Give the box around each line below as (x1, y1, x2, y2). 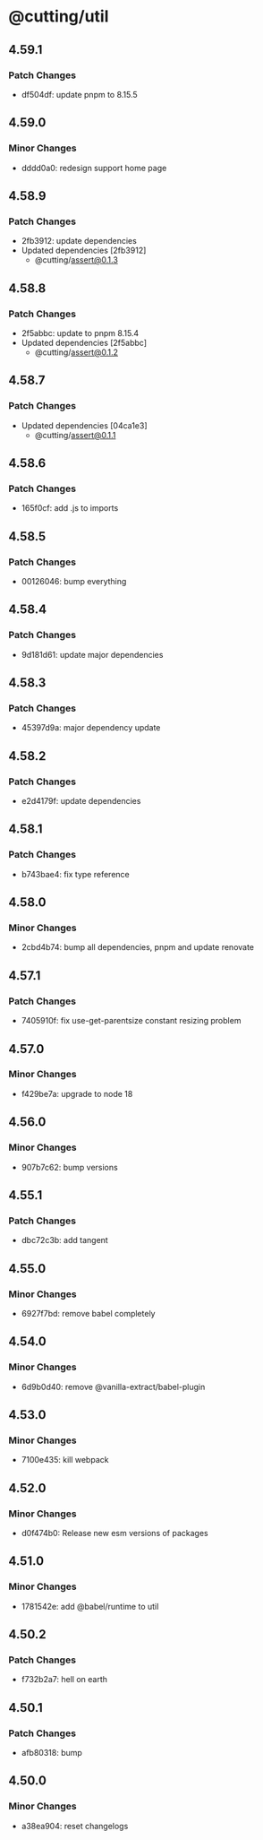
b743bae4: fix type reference (21, 868, 131, 879)
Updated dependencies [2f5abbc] (21, 337, 148, 348)
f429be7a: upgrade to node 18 (21, 1088, 133, 1099)
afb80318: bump (21, 1748, 82, 1758)
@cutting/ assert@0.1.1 (34, 429, 116, 440)
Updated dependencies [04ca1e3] (21, 419, 148, 431)
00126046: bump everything (21, 576, 127, 586)
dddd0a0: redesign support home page (21, 162, 167, 173)
